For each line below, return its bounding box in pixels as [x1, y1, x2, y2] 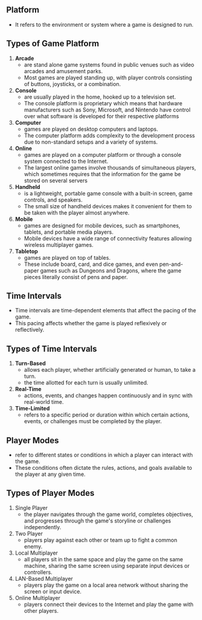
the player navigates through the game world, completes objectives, [24, 510, 194, 518]
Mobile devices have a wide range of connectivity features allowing [24, 234, 192, 242]
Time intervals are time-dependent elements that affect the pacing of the [14, 307, 197, 314]
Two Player [14, 530, 43, 537]
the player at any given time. [14, 470, 86, 478]
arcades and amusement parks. [24, 67, 103, 74]
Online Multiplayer [14, 594, 61, 601]
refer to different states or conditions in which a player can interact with [14, 451, 193, 459]
